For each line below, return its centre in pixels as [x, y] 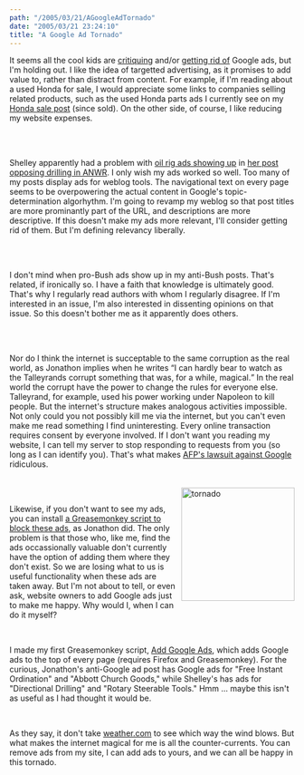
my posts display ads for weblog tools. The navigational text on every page [149, 182]
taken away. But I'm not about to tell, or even [93, 586]
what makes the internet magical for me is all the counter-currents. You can [150, 743]
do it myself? [33, 615]
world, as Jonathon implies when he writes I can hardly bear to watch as [146, 368]
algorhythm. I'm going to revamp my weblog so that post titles [179, 201]
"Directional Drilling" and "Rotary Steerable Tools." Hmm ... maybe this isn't [149, 689]
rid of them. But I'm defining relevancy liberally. [97, 230]
